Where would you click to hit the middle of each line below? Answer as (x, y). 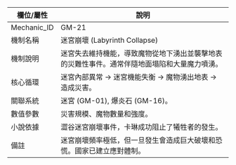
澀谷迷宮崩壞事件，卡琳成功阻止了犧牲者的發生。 (142, 127)
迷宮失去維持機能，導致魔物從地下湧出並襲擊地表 (142, 53)
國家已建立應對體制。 (110, 151)
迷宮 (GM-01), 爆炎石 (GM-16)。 (116, 101)
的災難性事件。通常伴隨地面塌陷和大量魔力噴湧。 (142, 64)
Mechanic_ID (32, 27)
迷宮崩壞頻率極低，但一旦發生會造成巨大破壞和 (138, 140)
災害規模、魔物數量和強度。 (106, 114)
